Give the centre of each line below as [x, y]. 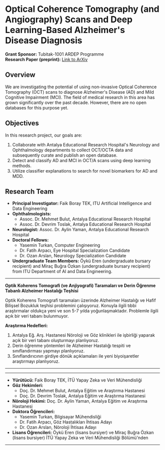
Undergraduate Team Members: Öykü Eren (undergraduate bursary [82, 261]
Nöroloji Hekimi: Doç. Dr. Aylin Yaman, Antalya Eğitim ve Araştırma [80, 401]
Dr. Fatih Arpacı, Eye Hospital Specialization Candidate [75, 250]
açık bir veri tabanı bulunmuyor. [37, 316]
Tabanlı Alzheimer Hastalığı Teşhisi [42, 291]
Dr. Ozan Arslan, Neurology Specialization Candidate [73, 256]
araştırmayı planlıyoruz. [36, 361]
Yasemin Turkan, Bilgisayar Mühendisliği [60, 417]
